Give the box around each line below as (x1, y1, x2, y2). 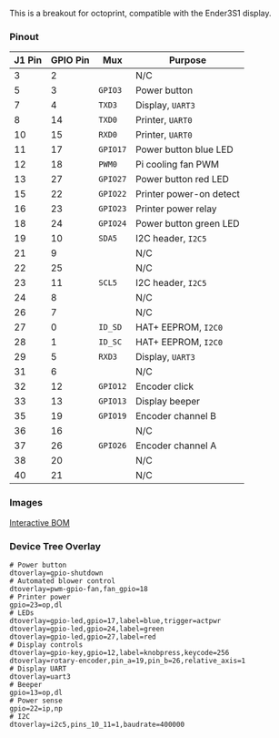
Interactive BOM (9, 517, 70, 528)
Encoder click (135, 380, 194, 393)
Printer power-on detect (135, 188, 241, 200)
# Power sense (9, 696, 64, 705)
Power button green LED (135, 218, 240, 231)
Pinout (9, 30, 39, 43)
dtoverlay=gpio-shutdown (9, 569, 104, 578)
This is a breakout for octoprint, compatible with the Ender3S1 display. (9, 8, 272, 18)
